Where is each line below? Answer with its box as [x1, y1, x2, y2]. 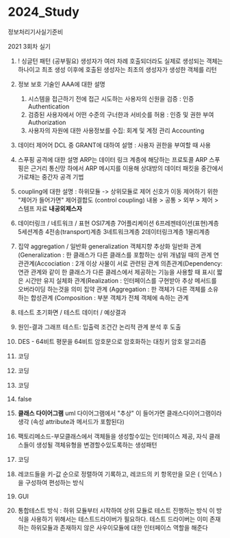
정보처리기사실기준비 [8, 27, 64, 36]
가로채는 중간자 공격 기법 [17, 172, 84, 180]
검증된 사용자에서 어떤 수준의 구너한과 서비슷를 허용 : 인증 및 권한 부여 [27, 110, 214, 119]
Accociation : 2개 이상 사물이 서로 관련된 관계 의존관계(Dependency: [36, 259, 223, 268]
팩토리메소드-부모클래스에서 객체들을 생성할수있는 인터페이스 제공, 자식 [17, 432, 208, 440]
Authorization [27, 118, 66, 126]
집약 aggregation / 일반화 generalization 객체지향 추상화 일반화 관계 [17, 242, 201, 250]
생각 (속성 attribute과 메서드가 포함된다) [17, 417, 125, 425]
